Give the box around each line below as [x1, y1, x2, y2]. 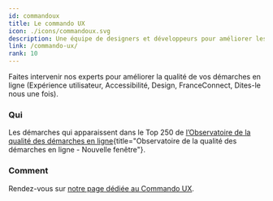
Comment [8, 165, 49, 177]
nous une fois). [8, 89, 59, 98]
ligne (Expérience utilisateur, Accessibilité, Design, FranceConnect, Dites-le [8, 80, 262, 90]
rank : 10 [8, 49, 38, 58]
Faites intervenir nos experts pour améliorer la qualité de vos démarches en [8, 72, 262, 81]
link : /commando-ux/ [8, 42, 79, 50]
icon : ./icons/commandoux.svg [8, 27, 111, 35]
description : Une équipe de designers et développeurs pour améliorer [8, 34, 253, 43]
